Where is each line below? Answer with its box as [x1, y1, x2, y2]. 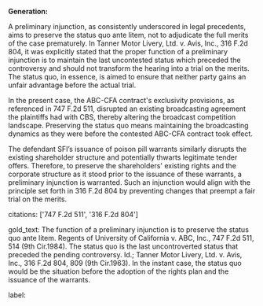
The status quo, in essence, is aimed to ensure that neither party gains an [8, 72, 247, 81]
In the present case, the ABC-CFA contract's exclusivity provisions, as [8, 96, 235, 105]
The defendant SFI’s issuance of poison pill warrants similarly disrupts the [8, 145, 247, 153]
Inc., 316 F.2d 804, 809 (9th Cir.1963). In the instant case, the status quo [8, 259, 242, 267]
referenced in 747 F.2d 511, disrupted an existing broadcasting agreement [8, 104, 246, 113]
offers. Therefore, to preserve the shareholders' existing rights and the [8, 161, 237, 170]
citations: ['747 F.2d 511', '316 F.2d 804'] [8, 210, 139, 219]
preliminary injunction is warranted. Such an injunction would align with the [8, 178, 251, 187]
